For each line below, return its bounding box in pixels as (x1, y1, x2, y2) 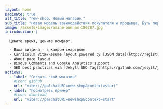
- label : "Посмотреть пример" (9, 88, 70, 93)
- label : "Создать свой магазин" (9, 75, 77, 79)
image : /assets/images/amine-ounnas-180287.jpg (5, 25, 103, 30)
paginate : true (5, 12, 36, 16)
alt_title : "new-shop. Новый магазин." (5, 16, 86, 21)
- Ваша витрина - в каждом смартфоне (9, 47, 86, 52)
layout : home (5, 7, 32, 12)
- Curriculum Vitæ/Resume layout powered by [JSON (9, 52, 114, 57)
